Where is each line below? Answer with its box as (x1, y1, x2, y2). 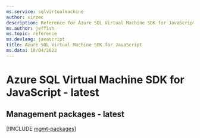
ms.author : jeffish (6, 25, 55, 32)
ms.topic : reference (6, 31, 58, 37)
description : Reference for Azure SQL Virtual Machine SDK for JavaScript (6, 20, 196, 26)
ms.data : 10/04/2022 (6, 48, 58, 54)
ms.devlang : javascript (6, 36, 65, 42)
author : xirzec (6, 14, 44, 20)
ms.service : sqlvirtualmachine (6, 8, 84, 15)
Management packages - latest (6, 109, 125, 120)
